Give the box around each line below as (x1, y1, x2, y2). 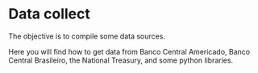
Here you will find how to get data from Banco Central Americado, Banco (8, 47, 251, 56)
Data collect (8, 5, 90, 23)
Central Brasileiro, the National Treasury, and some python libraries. (8, 55, 234, 65)
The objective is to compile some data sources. (8, 31, 165, 41)
